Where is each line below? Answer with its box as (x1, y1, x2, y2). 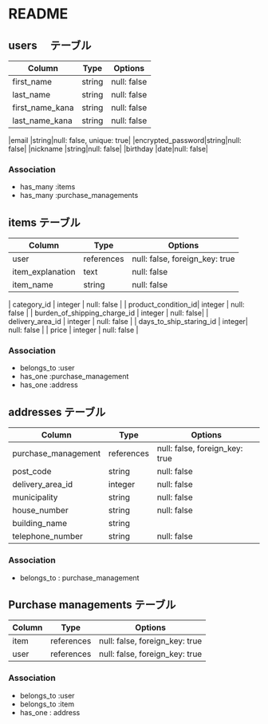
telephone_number (12, 531, 84, 542)
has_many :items (19, 182, 76, 192)
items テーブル (8, 216, 81, 229)
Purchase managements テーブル (8, 598, 176, 611)
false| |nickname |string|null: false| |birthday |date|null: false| (8, 144, 209, 153)
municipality (12, 492, 58, 503)
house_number (12, 504, 69, 516)
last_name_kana (12, 115, 73, 126)
